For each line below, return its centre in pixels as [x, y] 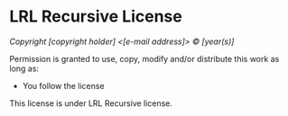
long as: [24, 68]
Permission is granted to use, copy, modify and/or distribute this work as [144, 58]
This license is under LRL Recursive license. [91, 103]
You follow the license [64, 85]
